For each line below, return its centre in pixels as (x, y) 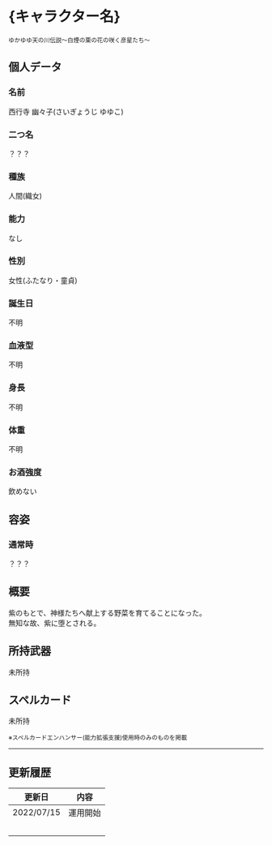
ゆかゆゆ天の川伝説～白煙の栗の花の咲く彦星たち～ (79, 40)
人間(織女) (25, 196)
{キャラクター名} (65, 17)
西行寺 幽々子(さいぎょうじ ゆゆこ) (66, 111)
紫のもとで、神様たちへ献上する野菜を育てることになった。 (107, 612)
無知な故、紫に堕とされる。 (55, 623)
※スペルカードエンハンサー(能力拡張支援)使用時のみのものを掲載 (98, 738)
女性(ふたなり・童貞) (43, 280)
